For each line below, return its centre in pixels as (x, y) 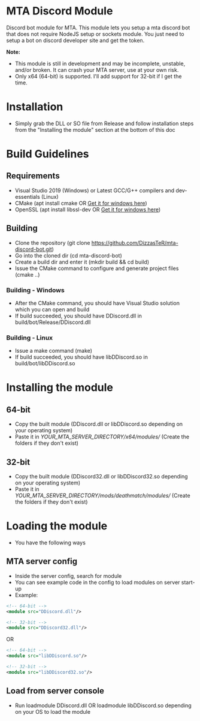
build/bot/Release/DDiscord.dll (53, 322)
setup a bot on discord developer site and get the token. (75, 40)
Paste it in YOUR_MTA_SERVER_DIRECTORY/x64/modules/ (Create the (102, 437)
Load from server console (55, 691)
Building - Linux (30, 338)
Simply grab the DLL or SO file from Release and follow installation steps (104, 123)
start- (188, 582)
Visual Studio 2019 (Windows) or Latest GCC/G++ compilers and (95, 190)
